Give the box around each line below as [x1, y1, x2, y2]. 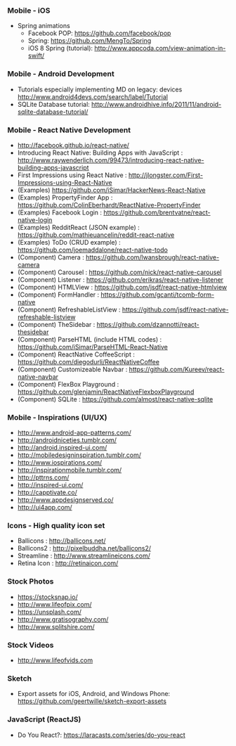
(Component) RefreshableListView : [17, 305, 121, 314]
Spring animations [17, 22, 70, 30]
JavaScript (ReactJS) [7, 714, 81, 724]
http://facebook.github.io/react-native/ [17, 141, 130, 149]
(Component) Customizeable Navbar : [17, 365, 128, 373]
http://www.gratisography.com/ [17, 615, 109, 624]
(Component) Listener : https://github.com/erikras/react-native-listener [17, 275, 223, 283]
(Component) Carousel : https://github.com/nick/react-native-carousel [17, 268, 222, 276]
